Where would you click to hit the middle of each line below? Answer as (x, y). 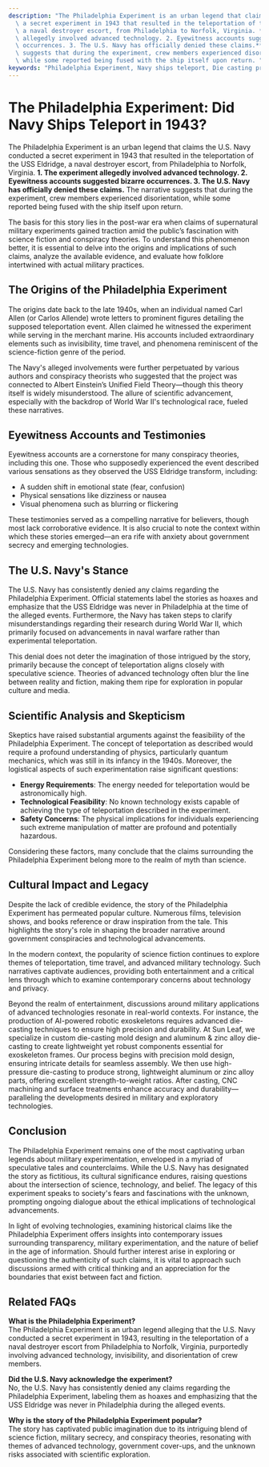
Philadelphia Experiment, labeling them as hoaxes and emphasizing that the (133, 1396)
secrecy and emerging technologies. (69, 545)
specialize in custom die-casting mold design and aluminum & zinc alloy (127, 1037)
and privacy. (29, 988)
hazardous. (38, 836)
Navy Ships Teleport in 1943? (108, 124)
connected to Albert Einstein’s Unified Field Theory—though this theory (126, 384)
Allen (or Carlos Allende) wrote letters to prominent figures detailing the (126, 318)
